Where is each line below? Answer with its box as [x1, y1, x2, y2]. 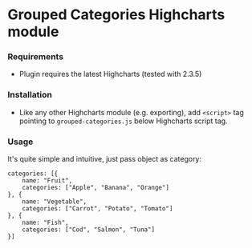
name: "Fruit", [22, 177, 73, 185]
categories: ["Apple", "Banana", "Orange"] [22, 184, 170, 192]
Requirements [7, 51, 64, 62]
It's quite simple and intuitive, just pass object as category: [7, 154, 202, 164]
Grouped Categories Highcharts [7, 6, 226, 24]
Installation [7, 90, 53, 101]
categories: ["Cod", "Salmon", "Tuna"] [22, 226, 156, 234]
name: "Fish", [22, 218, 69, 227]
